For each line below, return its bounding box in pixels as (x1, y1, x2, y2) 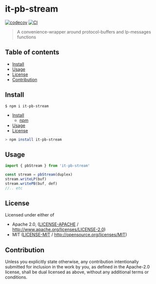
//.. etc (5, 186, 23, 191)
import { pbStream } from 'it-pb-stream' (5, 163, 90, 168)
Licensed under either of (5, 212, 54, 218)
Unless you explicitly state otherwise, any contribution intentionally (5, 259, 139, 265)
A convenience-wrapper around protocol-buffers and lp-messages (17, 29, 152, 35)
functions (17, 34, 36, 40)
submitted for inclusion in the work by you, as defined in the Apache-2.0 (5, 264, 150, 270)
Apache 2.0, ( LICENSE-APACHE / (12, 221, 79, 227)
